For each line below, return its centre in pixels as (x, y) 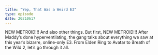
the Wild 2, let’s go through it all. (37, 48)
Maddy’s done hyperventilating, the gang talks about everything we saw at (79, 37)
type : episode (19, 14)
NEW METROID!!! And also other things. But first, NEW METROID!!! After (77, 32)
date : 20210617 (20, 18)
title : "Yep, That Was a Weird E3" (41, 9)
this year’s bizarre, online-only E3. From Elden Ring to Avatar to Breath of (78, 42)
